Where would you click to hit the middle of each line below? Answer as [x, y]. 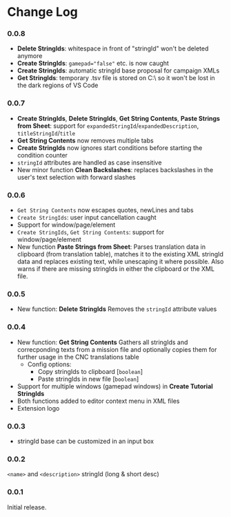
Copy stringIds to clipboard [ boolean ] [90, 371]
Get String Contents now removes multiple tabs [85, 140]
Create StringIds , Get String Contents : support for [90, 232]
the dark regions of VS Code [58, 85]
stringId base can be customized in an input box [85, 441]
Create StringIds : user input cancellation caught [87, 218]
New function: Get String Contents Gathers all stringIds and [102, 342]
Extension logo [38, 408]
